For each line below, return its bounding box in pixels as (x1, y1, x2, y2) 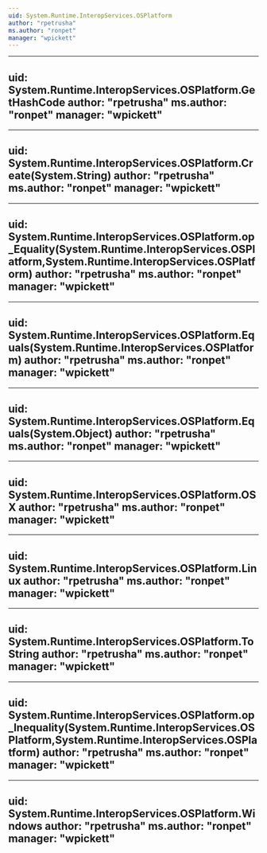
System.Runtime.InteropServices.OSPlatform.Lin (8, 562, 257, 575)
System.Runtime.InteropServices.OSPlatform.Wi (8, 807, 256, 820)
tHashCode (8, 95, 66, 109)
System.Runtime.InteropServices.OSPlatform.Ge (8, 83, 256, 96)
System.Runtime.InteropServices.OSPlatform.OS (8, 488, 257, 501)
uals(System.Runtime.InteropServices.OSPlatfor (8, 341, 254, 355)
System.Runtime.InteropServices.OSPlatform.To (8, 635, 254, 649)
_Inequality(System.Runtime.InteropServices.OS (8, 721, 256, 734)
